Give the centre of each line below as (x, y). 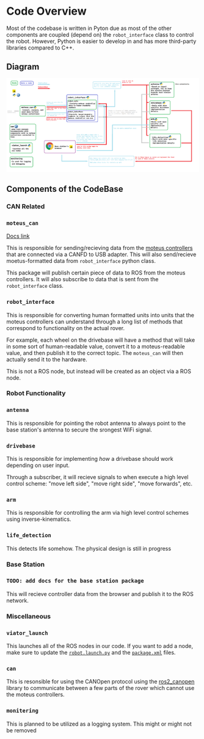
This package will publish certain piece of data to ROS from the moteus (96, 273)
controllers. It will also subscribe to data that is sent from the (82, 279)
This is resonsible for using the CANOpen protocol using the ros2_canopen (100, 682)
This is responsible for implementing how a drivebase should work (90, 459)
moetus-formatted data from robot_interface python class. (81, 261)
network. (18, 600)
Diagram (23, 67)
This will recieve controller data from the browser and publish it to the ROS (100, 594)
